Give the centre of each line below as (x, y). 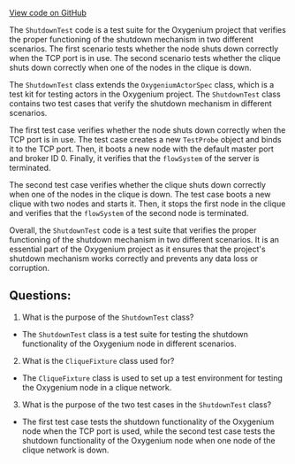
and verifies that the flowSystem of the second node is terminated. (129, 213)
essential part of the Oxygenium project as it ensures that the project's (138, 249)
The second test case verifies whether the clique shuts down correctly (138, 185)
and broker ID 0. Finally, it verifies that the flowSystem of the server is (135, 158)
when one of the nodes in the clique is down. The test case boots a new (140, 194)
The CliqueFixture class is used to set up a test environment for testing (152, 378)
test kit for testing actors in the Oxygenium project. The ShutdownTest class (145, 94)
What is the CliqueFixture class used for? (98, 360)
